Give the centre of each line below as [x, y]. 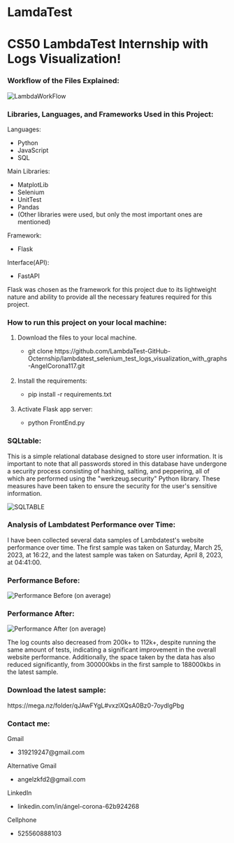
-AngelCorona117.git [56, 366]
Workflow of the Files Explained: [64, 81]
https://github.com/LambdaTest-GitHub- [113, 351]
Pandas [28, 207]
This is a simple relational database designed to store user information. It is [115, 456]
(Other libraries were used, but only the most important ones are [110, 214]
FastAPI [28, 276]
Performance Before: [44, 580]
